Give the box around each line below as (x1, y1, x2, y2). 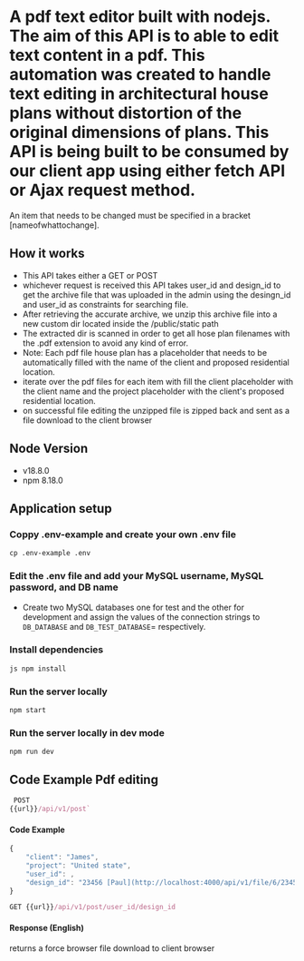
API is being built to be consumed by (9, 142, 290, 162)
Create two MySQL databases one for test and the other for (22, 602, 244, 613)
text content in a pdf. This (9, 45, 205, 65)
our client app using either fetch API (9, 161, 286, 181)
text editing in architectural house (9, 83, 269, 104)
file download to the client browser (22, 415, 153, 426)
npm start (9, 706, 47, 715)
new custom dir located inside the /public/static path (22, 318, 219, 329)
